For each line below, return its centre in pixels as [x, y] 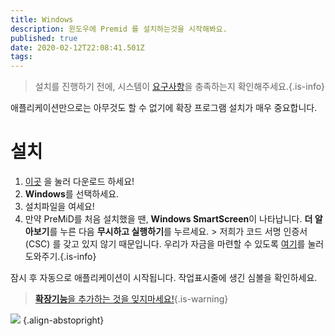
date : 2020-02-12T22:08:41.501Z [77, 47]
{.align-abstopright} [63, 320]
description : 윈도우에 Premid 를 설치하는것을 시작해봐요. [119, 29]
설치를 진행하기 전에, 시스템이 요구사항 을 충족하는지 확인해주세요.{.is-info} [180, 87]
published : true [44, 38]
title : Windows [42, 19]
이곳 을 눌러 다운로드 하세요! [79, 182]
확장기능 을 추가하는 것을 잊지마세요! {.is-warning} [131, 299]
